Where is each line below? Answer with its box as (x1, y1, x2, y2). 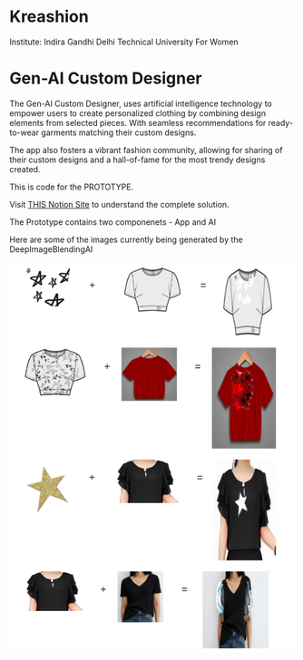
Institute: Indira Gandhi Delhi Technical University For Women (9, 36, 239, 47)
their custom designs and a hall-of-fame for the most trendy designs (9, 154, 266, 165)
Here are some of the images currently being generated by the (9, 234, 243, 245)
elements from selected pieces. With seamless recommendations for (9, 117, 267, 128)
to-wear (9, 127, 39, 138)
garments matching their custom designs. (40, 127, 197, 138)
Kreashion (9, 6, 89, 27)
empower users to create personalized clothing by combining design (9, 107, 266, 119)
